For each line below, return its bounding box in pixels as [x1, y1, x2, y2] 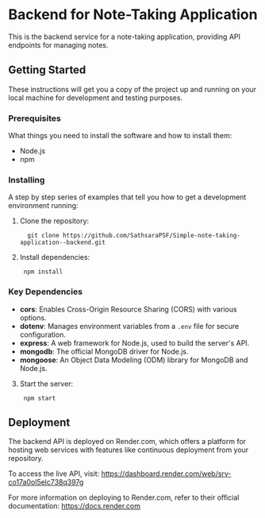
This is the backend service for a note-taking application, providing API [8, 32, 240, 41]
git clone [27, 232, 60, 240]
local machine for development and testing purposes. [8, 93, 183, 102]
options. [19, 312, 47, 323]
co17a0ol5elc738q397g [8, 477, 84, 487]
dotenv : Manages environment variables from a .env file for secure [19, 321, 240, 331]
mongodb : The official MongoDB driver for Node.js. [19, 346, 189, 356]
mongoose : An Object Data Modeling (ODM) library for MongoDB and [19, 355, 248, 365]
